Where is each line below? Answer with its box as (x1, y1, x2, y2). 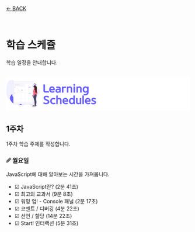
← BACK (6, 5, 27, 12)
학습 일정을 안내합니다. (6, 58, 58, 66)
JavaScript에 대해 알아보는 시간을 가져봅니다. (6, 171, 110, 178)
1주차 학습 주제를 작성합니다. (6, 140, 71, 147)
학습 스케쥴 (6, 39, 56, 52)
